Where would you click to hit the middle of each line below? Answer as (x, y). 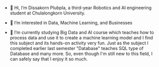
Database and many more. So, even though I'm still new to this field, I (81, 53)
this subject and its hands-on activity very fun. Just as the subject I (79, 43)
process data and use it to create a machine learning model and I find (81, 38)
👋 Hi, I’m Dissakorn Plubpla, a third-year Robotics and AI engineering (80, 8)
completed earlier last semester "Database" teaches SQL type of (77, 48)
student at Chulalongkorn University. (48, 13)
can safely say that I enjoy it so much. (49, 59)
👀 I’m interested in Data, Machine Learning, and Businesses (71, 23)
